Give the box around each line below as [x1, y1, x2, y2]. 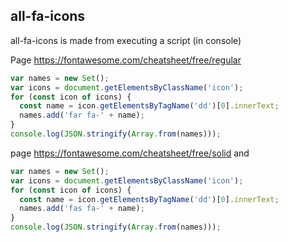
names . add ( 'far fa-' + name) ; [19, 110, 145, 121]
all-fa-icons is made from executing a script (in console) [10, 34, 242, 46]
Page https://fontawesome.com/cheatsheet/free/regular [10, 54, 242, 66]
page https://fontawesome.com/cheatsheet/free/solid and [10, 147, 250, 159]
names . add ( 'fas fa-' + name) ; [19, 204, 145, 214]
